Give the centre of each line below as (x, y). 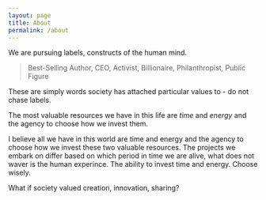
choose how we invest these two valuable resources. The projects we (122, 148)
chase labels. (30, 100)
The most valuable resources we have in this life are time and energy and (127, 115)
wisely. (20, 173)
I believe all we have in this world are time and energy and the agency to (126, 139)
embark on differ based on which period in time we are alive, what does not (131, 156)
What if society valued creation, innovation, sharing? (94, 188)
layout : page (30, 15)
